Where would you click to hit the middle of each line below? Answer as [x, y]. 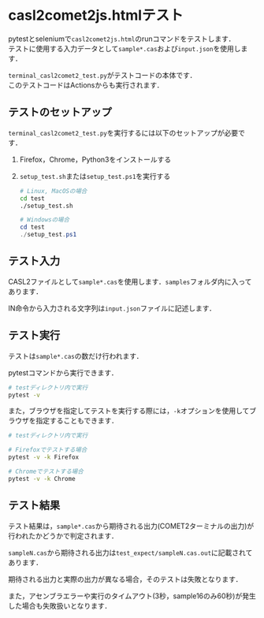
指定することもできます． [76, 421]
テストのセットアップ [60, 112]
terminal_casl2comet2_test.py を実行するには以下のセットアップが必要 [123, 132]
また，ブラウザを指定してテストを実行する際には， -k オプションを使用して [129, 411]
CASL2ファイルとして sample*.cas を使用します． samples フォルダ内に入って [130, 281]
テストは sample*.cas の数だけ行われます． [76, 356]
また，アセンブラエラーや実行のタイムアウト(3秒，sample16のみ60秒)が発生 [132, 596]
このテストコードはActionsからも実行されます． [86, 85]
